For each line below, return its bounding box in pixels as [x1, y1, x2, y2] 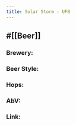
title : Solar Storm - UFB [6, 8, 70, 15]
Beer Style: [6, 64, 39, 73]
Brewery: [6, 48, 34, 57]
